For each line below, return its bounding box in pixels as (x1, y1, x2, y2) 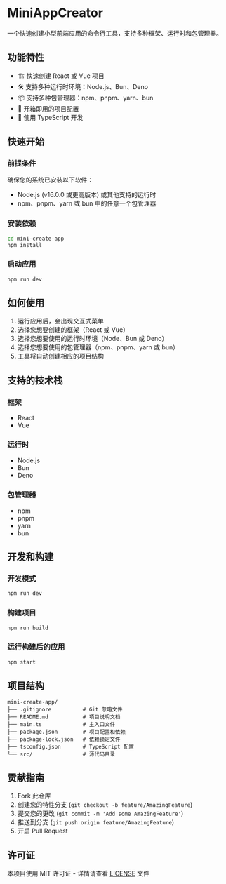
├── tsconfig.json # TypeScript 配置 (7, 744, 135, 751)
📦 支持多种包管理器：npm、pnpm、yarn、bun (17, 93, 154, 102)
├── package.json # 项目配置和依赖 (7, 728, 126, 736)
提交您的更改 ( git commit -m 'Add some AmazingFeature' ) (17, 809, 184, 818)
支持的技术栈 (7, 374, 63, 387)
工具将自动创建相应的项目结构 (17, 352, 104, 361)
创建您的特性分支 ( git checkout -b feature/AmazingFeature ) (17, 801, 193, 809)
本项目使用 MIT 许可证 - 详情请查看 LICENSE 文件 (7, 869, 149, 878)
